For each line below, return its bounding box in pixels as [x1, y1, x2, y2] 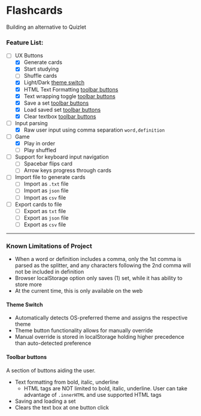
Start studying [23, 65, 59, 72]
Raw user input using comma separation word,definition [23, 126, 165, 133]
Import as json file [23, 187, 69, 195]
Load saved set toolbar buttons [23, 106, 101, 113]
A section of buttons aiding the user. [6, 366, 96, 374]
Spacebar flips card [23, 160, 73, 168]
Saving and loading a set [14, 397, 76, 405]
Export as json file [23, 214, 69, 221]
